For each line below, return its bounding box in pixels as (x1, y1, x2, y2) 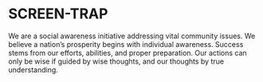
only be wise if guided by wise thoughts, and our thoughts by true (8, 57, 225, 66)
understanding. (8, 64, 58, 74)
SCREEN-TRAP (8, 5, 108, 23)
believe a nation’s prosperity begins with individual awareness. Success (8, 39, 244, 49)
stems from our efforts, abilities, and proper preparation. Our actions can (8, 48, 247, 57)
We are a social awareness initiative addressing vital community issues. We (8, 31, 256, 41)
